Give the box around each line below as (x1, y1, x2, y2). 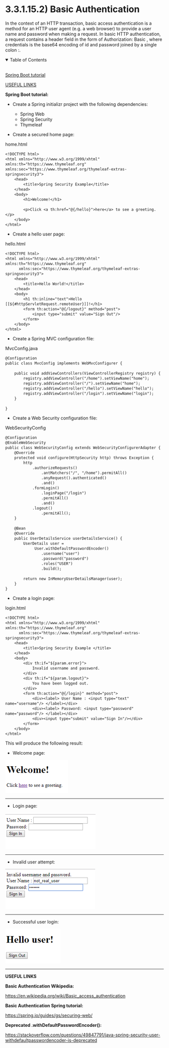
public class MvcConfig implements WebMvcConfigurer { (5, 360, 123, 366)
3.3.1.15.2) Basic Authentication (5, 4, 140, 15)
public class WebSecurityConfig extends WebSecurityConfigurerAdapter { (5, 445, 161, 450)
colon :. (5, 47, 21, 53)
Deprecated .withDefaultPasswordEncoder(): (5, 1022, 102, 1028)
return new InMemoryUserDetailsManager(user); (23, 576, 123, 581)
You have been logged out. (32, 681, 89, 686)
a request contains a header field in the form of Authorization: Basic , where (5, 36, 162, 42)
